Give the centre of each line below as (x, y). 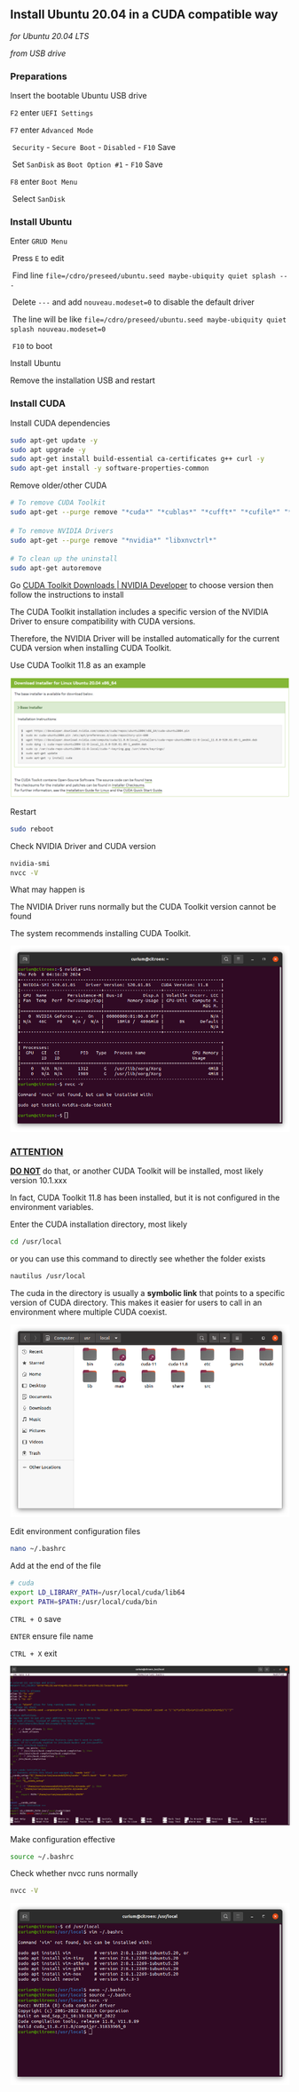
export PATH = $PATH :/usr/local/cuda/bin (84, 1602)
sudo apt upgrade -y (48, 449)
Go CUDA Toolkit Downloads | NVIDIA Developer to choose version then (142, 585)
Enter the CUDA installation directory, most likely (99, 1224)
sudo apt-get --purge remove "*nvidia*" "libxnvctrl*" (114, 540)
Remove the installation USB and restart (83, 380)
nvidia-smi (30, 863)
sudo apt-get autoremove (56, 569)
